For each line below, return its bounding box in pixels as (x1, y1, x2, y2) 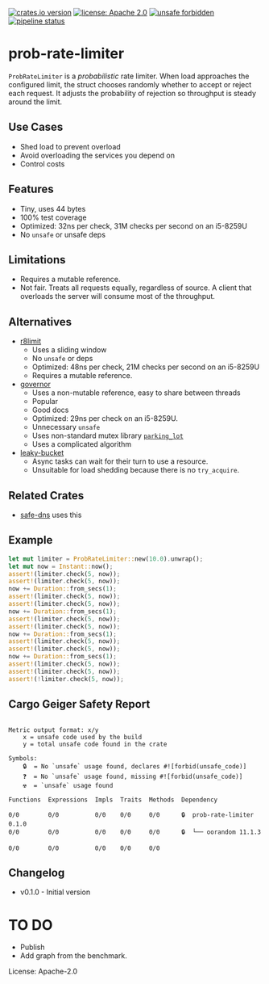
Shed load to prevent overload (19, 141, 121, 151)
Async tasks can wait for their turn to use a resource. (31, 456, 209, 466)
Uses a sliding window (31, 345, 107, 355)
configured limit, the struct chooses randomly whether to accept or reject (8, 79, 252, 89)
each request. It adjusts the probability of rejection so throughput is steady (8, 88, 256, 98)
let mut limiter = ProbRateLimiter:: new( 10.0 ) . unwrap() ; (8, 554, 204, 563)
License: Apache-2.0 (8, 966, 78, 977)
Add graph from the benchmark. (19, 951, 127, 961)
